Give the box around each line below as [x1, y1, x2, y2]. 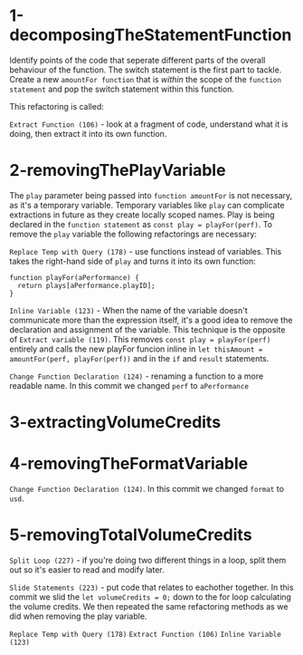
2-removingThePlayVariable [9, 160, 226, 181]
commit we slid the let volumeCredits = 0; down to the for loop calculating [9, 591, 292, 602]
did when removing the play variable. [9, 611, 147, 621]
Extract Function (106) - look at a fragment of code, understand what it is [9, 119, 289, 130]
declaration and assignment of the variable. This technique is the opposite [9, 323, 286, 335]
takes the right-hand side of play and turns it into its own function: [9, 255, 256, 266]
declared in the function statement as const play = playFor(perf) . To [9, 218, 273, 229]
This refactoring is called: [9, 101, 104, 111]
